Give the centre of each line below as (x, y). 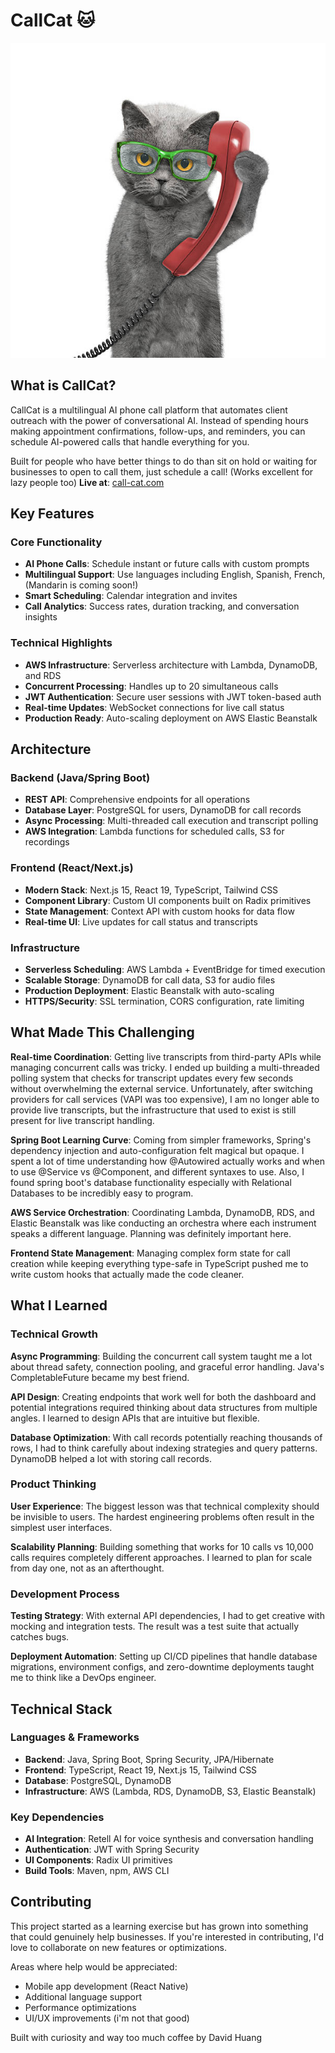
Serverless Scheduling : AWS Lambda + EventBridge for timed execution (175, 970)
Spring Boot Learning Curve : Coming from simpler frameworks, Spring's (161, 1140)
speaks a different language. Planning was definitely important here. (151, 1233)
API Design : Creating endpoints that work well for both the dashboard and (163, 1396)
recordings (47, 842)
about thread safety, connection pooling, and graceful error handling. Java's (167, 1366)
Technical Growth (54, 1334)
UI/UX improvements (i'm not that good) (107, 2018)
